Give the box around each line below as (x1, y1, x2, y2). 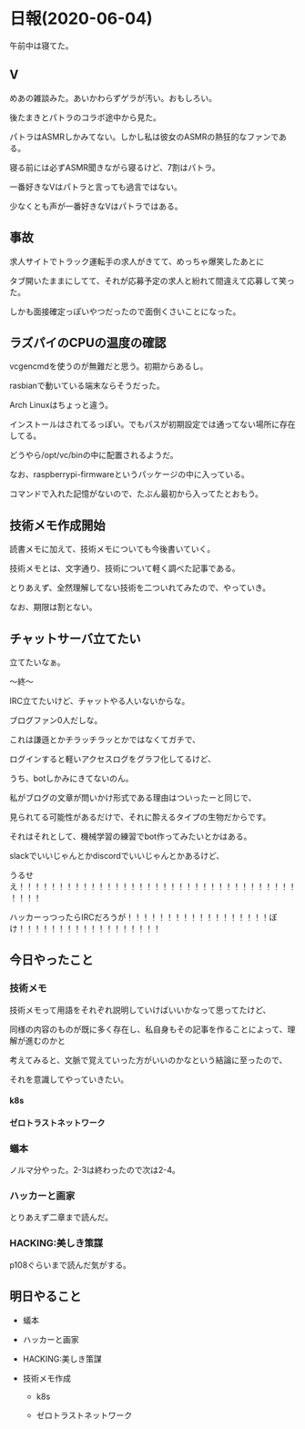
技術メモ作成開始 (9, 517, 106, 533)
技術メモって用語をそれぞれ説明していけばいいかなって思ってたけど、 (9, 1004, 271, 1016)
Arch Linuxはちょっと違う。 (9, 400, 114, 411)
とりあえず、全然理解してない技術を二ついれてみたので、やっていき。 (9, 582, 271, 593)
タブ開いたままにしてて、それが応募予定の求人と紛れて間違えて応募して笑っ (9, 275, 295, 286)
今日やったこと (9, 953, 94, 968)
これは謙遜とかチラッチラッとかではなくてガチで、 (9, 734, 201, 745)
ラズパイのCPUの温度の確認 (9, 334, 167, 351)
